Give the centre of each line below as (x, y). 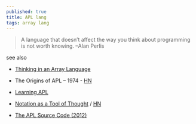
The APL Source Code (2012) (51, 115)
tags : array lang (28, 23)
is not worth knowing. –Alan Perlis (62, 46)
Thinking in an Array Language (53, 69)
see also (16, 58)
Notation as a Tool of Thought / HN (58, 104)
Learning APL (32, 92)
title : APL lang (26, 17)
